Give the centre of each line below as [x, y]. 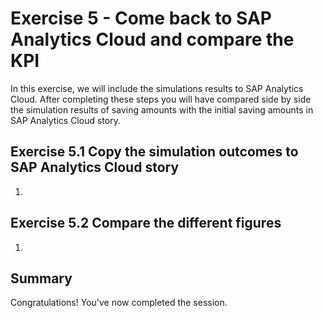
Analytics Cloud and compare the [152, 39]
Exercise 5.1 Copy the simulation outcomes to [154, 152]
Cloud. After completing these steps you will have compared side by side [161, 99]
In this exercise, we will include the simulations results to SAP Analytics [157, 88]
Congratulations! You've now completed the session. [119, 303]
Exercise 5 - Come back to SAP [141, 18]
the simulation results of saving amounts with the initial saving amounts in [162, 109]
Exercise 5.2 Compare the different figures [146, 223]
